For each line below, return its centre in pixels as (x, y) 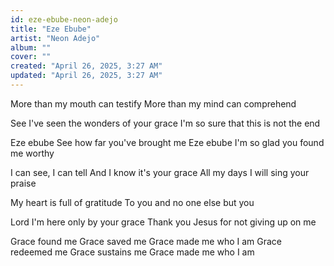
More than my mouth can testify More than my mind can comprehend (153, 103)
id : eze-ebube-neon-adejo (64, 19)
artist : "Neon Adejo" (55, 38)
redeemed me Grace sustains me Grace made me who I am (132, 252)
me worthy (32, 153)
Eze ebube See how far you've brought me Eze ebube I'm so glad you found (167, 142)
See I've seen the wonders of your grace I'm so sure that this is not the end (165, 123)
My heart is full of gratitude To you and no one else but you (132, 202)
